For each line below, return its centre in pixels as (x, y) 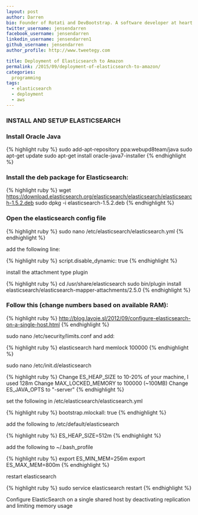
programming (26, 78)
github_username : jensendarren (45, 45)
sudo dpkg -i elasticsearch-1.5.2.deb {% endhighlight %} (105, 203)
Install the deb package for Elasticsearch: (67, 177)
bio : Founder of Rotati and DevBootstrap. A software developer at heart (100, 23)
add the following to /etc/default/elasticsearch (63, 424)
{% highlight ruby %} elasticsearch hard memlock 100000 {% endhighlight (98, 347)
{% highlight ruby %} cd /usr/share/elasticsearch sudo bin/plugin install (94, 283)
